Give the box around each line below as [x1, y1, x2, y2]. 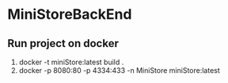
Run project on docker [7, 37, 120, 50]
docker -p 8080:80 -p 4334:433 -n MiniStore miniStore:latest [18, 66, 221, 75]
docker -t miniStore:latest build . [18, 57, 124, 67]
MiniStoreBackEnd [7, 5, 132, 23]
